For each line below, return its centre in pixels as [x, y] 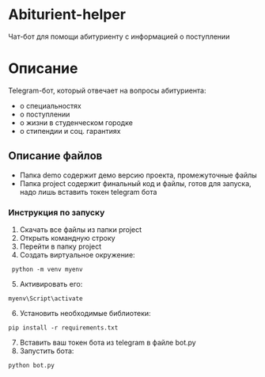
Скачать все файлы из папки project [81, 229]
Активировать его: [51, 284]
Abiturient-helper [67, 15]
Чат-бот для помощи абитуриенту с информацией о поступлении [119, 36]
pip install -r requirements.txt [63, 327]
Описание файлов [55, 156]
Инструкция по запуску [57, 212]
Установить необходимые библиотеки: [85, 313]
